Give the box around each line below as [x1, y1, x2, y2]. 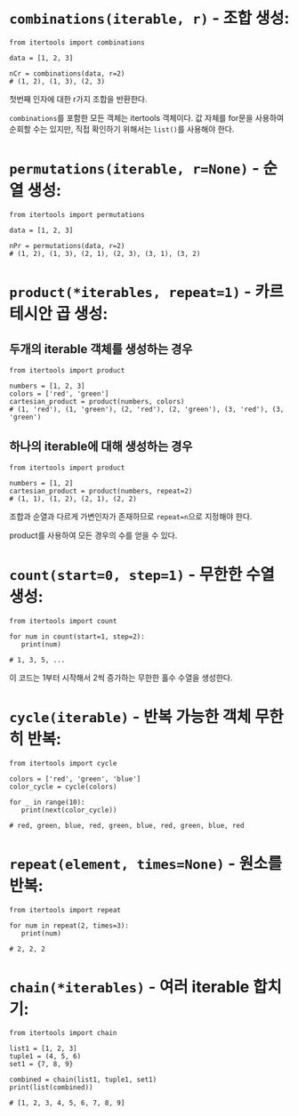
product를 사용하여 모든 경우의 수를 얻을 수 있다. [9, 530, 178, 541]
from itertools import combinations [9, 37, 145, 47]
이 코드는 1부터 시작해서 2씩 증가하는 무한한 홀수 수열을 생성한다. [9, 672, 233, 683]
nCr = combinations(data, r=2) [9, 68, 125, 78]
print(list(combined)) [9, 1083, 93, 1092]
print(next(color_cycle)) [20, 806, 117, 815]
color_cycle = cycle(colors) [9, 782, 117, 791]
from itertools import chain [9, 1029, 117, 1038]
